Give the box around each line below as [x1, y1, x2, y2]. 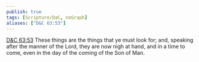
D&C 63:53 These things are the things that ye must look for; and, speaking [6, 37, 194, 44]
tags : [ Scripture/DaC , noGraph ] [6, 14, 87, 20]
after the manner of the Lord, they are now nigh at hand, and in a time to [6, 43, 186, 50]
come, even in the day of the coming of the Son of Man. [6, 49, 145, 57]
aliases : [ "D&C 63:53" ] [6, 20, 66, 26]
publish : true [6, 8, 42, 15]
